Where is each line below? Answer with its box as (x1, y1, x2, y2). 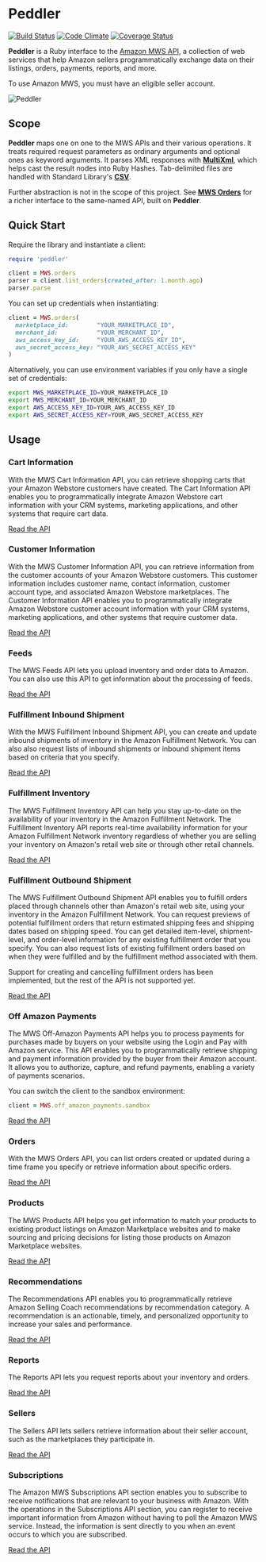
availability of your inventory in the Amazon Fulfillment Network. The (8, 814, 232, 824)
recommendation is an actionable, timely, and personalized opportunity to (8, 1311, 249, 1321)
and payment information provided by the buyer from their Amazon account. (8, 1054, 257, 1064)
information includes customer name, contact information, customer (8, 579, 231, 588)
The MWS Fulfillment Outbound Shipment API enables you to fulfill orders (8, 892, 248, 902)
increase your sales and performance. (8, 1319, 133, 1329)
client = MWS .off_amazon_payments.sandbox (8, 1102, 150, 1110)
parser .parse (8, 284, 51, 292)
